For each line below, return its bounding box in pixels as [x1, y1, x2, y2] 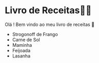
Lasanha [12, 53, 31, 59]
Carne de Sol [12, 37, 41, 43]
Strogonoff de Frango [12, 31, 58, 37]
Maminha [12, 42, 32, 48]
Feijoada [12, 47, 31, 53]
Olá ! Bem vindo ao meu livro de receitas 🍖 [5, 21, 95, 27]
